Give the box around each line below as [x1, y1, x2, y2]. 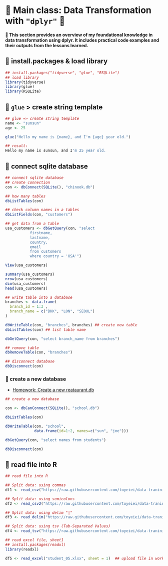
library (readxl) [5, 546, 39, 552]
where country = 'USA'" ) [29, 254, 81, 259]
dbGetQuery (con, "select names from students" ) [5, 437, 106, 443]
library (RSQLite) [5, 89, 41, 94]
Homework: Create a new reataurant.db [12, 387, 94, 393]
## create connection [5, 180, 50, 185]
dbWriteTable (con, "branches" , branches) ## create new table [5, 322, 137, 327]
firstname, [29, 230, 52, 235]
